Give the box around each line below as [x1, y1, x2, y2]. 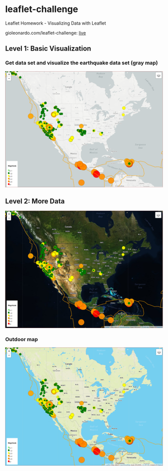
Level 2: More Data [5, 197, 65, 206]
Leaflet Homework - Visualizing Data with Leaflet [5, 20, 106, 26]
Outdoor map [5, 336, 38, 343]
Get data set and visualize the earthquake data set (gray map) [5, 59, 158, 66]
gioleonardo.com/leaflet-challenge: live [5, 30, 86, 36]
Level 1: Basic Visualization [5, 44, 91, 53]
